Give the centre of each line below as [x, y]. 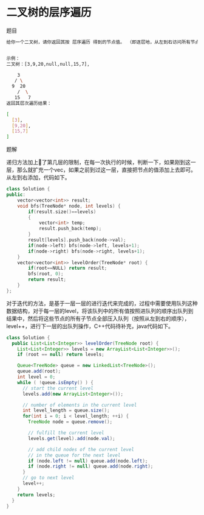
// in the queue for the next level [74, 455]
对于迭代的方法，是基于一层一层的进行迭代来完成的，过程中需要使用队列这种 [102, 303]
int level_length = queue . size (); [66, 411]
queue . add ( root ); [39, 371]
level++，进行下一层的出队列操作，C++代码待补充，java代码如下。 [90, 326]
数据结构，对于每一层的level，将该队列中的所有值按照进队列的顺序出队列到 [100, 310]
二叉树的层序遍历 [49, 12]
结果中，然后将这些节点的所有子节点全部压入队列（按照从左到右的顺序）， [98, 318]
